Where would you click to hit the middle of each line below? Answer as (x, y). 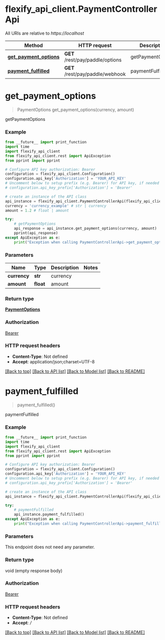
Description (65, 267)
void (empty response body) (34, 570)
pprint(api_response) (36, 233)
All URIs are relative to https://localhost (45, 33)
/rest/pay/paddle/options (93, 60)
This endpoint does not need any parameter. (50, 547)
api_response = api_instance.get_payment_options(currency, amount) (85, 229)
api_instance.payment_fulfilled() (49, 515)
